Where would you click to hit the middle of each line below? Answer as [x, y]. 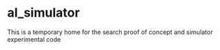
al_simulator [44, 13]
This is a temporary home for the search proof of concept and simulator [110, 32]
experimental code [34, 39]
